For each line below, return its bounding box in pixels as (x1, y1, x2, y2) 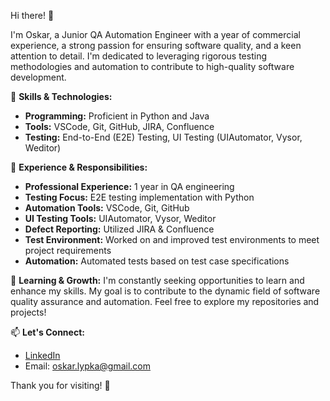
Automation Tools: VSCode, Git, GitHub (24, 202, 190, 214)
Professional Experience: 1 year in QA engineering (24, 181, 235, 192)
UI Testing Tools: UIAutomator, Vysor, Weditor (24, 213, 217, 224)
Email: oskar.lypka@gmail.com (24, 360, 151, 372)
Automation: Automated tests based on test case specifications (24, 255, 290, 267)
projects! (10, 306, 47, 318)
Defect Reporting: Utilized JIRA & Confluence (24, 223, 215, 235)
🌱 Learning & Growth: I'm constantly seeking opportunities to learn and (10, 275, 305, 286)
